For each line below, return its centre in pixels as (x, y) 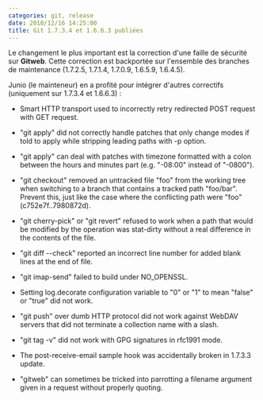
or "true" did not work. (56, 301)
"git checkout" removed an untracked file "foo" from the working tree (133, 180)
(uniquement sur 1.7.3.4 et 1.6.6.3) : (65, 94)
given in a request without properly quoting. (91, 388)
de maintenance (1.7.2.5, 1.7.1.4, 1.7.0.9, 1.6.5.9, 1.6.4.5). (97, 70)
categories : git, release (51, 15)
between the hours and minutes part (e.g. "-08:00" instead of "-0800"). (137, 165)
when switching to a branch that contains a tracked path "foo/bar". (128, 189)
